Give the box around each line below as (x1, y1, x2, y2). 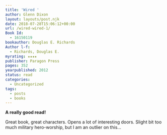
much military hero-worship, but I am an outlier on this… (5, 124, 122, 130)
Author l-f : (5, 44, 30, 49)
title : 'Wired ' (5, 7, 39, 12)
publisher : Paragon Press (5, 58, 59, 63)
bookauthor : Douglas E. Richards (5, 40, 75, 45)
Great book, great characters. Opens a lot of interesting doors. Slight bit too (5, 119, 162, 125)
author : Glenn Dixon (5, 12, 49, 17)
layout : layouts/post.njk (5, 16, 59, 21)
